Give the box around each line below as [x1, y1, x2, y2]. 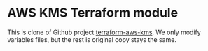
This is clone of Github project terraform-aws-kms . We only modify [7, 28, 201, 36]
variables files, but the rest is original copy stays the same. [7, 35, 177, 43]
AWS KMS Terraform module [7, 5, 179, 21]
